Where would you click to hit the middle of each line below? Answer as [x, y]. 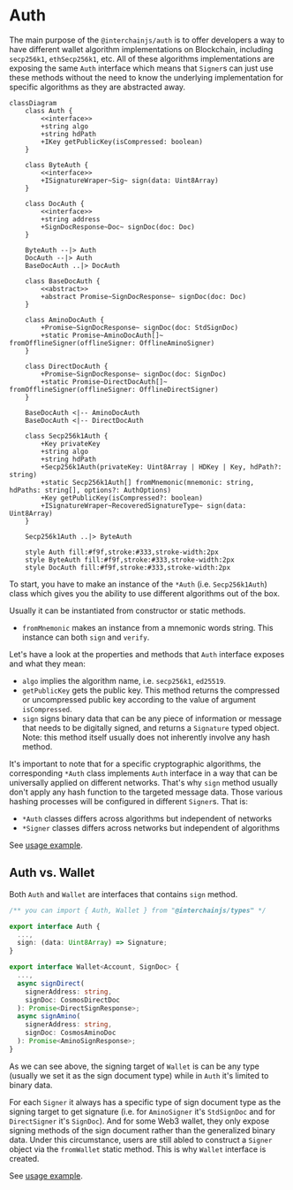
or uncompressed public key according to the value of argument [139, 699]
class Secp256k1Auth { [67, 436]
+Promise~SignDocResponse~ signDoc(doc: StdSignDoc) [140, 327]
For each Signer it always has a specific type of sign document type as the [145, 1102]
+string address [71, 219]
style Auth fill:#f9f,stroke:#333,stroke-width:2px [122, 552]
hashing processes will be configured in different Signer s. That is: [129, 801]
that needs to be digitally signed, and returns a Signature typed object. [150, 727]
